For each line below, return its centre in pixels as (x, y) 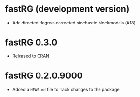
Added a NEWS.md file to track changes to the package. (66, 89)
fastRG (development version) (67, 9)
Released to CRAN (31, 56)
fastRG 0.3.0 (31, 42)
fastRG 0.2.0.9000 (44, 76)
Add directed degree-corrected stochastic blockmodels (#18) (74, 23)
